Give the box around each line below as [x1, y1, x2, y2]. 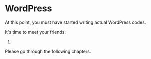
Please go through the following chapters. [5, 48, 91, 54]
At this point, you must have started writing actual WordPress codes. [5, 19, 146, 25]
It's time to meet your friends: [5, 29, 66, 35]
